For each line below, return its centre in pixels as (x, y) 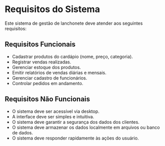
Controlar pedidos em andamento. (48, 83)
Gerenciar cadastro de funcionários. (50, 78)
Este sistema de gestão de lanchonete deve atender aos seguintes (74, 23)
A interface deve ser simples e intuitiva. (53, 116)
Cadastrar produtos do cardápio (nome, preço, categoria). (72, 56)
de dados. (22, 132)
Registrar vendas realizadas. (42, 62)
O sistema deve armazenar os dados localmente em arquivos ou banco (86, 127)
